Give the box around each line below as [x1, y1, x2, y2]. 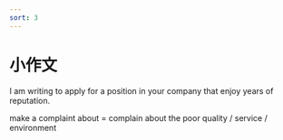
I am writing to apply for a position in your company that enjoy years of [9, 85, 274, 96]
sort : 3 [9, 13, 39, 23]
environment [9, 122, 57, 133]
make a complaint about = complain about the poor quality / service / [9, 112, 268, 123]
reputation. [9, 95, 51, 106]
